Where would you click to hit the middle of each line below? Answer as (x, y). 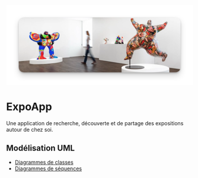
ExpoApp (29, 107)
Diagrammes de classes (44, 163)
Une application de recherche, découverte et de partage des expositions (95, 123)
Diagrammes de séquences (48, 169)
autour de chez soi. (30, 129)
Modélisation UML (41, 148)
